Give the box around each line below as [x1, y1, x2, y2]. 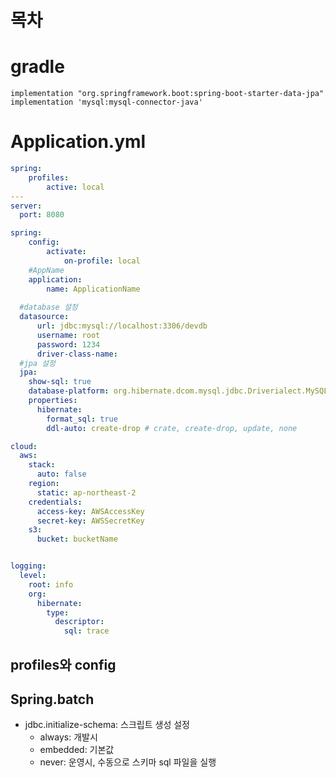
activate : [46, 247, 87, 257]
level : [19, 571, 47, 581]
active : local [46, 182, 105, 192]
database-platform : [28, 386, 110, 396]
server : [10, 201, 43, 211]
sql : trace [63, 626, 110, 636]
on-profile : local [63, 256, 141, 266]
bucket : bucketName [36, 534, 118, 545]
